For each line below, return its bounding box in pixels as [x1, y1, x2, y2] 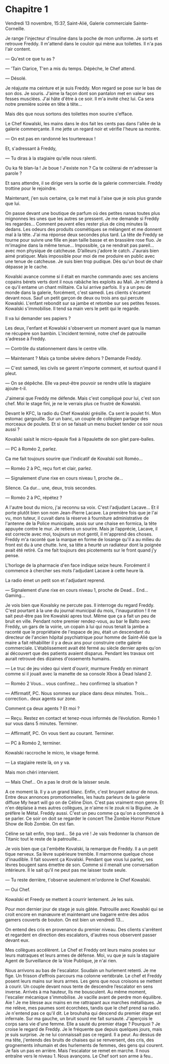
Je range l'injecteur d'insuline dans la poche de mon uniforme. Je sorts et [5, 35, 158, 41]
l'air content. [5, 46, 32, 52]
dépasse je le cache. [5, 263, 48, 270]
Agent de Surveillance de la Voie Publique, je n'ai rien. [5, 957, 117, 963]
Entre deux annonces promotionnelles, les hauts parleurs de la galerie [5, 794, 150, 800]
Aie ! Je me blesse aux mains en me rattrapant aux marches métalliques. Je [5, 999, 162, 1005]
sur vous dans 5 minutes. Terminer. [5, 720, 78, 726]
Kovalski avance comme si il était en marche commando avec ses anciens [5, 273, 158, 279]
